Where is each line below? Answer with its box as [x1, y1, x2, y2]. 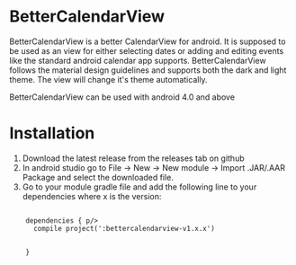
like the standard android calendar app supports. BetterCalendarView [9, 55, 267, 66]
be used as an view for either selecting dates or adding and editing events [9, 45, 284, 56]
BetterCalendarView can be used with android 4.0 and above [9, 92, 236, 102]
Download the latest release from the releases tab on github [22, 153, 245, 163]
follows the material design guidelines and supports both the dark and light [9, 65, 287, 75]
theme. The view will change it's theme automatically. [9, 74, 209, 84]
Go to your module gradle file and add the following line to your [22, 181, 257, 192]
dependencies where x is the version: [22, 190, 162, 201]
